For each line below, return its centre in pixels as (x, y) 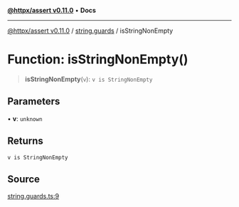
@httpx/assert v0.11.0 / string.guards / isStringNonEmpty (90, 31)
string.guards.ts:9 (33, 196)
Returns (26, 141)
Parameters (34, 101)
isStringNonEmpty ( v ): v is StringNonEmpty (89, 79)
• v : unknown (25, 118)
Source (24, 179)
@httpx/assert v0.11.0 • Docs (52, 10)
